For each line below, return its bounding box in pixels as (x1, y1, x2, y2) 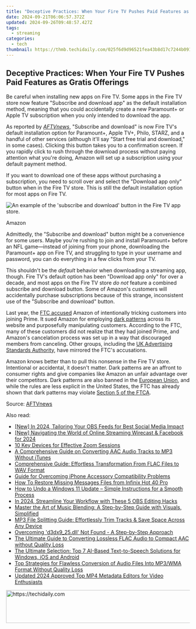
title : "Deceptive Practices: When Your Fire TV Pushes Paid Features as (6, 8, 190, 15)
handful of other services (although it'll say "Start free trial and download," (6, 135, 185, 142)
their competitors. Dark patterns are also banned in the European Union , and (6, 376, 190, 383)
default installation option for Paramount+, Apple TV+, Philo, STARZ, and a (6, 129, 184, 136)
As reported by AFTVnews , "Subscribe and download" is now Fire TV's (6, 123, 177, 130)
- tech (11, 42, 27, 47)
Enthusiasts (14, 578, 43, 585)
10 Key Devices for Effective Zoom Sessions (14, 441, 121, 448)
